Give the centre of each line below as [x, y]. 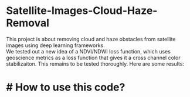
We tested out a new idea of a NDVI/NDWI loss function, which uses [89, 51]
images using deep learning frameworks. [56, 45]
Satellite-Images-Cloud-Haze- [82, 11]
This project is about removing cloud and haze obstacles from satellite [91, 39]
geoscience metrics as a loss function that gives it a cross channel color [93, 58]
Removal [28, 23]
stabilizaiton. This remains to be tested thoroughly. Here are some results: [95, 64]
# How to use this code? [66, 87]
